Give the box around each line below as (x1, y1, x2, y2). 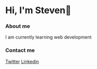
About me (5, 23, 31, 30)
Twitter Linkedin (5, 58, 39, 64)
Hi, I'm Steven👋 (5, 5, 71, 16)
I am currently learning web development (5, 34, 92, 40)
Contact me (5, 47, 35, 54)
